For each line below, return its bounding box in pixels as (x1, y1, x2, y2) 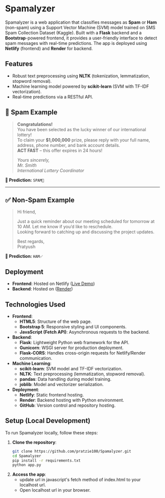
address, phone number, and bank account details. (17, 142, 120, 148)
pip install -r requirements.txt (12, 458, 81, 463)
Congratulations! (17, 121, 53, 127)
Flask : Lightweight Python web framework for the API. (19, 340, 130, 345)
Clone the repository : (12, 439, 57, 445)
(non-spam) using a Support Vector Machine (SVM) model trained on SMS (5, 24, 156, 30)
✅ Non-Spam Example (5, 196, 75, 204)
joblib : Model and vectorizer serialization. (19, 382, 104, 387)
